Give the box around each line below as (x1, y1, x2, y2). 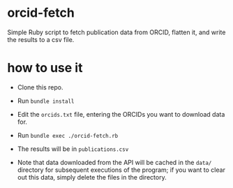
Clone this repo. (17, 82, 63, 92)
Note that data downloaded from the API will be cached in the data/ (17, 158, 212, 166)
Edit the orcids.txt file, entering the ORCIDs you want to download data (17, 110, 225, 118)
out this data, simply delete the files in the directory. (17, 173, 167, 181)
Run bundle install (17, 96, 75, 105)
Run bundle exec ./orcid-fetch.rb (17, 131, 119, 139)
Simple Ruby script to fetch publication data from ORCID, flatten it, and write (7, 28, 226, 36)
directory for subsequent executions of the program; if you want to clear (17, 166, 225, 174)
